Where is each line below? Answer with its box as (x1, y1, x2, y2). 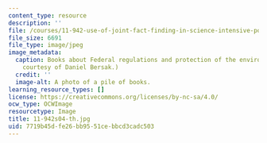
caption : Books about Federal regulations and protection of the (15, 56, 237, 64)
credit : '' (15, 71, 52, 79)
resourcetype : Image (8, 108, 77, 116)
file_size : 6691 (8, 33, 62, 42)
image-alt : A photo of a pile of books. (15, 78, 151, 86)
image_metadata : (8, 48, 62, 56)
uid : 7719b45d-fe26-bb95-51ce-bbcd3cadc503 (8, 122, 155, 130)
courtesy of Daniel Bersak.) (22, 64, 119, 71)
